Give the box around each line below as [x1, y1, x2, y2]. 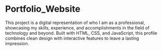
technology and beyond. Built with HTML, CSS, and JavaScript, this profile [5, 30, 158, 36]
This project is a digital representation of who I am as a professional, [5, 20, 145, 25]
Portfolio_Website [5, 3, 81, 15]
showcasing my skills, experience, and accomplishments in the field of [5, 25, 150, 30]
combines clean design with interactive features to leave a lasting [5, 35, 139, 41]
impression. [5, 40, 29, 46]
